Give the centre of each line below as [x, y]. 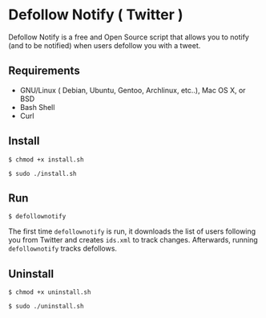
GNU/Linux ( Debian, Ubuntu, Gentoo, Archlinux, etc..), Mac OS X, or [133, 90]
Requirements [44, 71]
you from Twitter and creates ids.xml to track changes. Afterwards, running [133, 240]
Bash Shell [37, 107]
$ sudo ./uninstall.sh [46, 307]
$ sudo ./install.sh [43, 173]
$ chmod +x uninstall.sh [50, 292]
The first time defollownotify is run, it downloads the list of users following [132, 231]
